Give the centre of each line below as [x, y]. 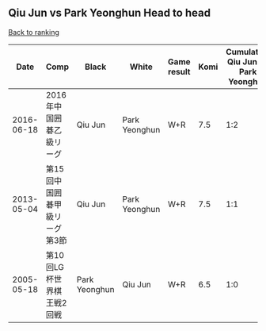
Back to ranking [34, 32]
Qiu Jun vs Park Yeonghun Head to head [110, 13]
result [179, 71]
